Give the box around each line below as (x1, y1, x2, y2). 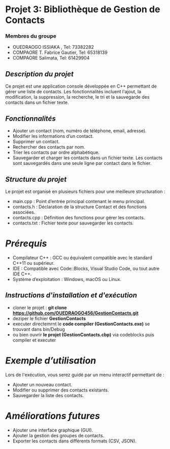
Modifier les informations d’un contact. (12, 133, 94, 139)
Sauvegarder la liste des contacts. (12, 392, 84, 398)
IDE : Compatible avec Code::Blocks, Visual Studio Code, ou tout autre (12, 265, 160, 271)
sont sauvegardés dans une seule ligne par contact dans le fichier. (12, 160, 152, 166)
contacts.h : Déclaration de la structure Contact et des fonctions (12, 204, 147, 210)
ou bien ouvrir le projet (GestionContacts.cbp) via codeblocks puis (12, 331, 155, 338)
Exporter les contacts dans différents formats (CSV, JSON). (12, 438, 137, 444)
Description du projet (5, 70, 74, 78)
